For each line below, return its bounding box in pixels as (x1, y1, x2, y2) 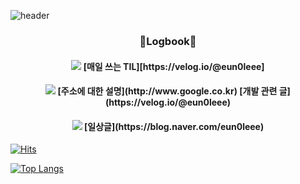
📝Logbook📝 (139, 34, 197, 48)
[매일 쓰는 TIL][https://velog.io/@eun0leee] (83, 60, 265, 72)
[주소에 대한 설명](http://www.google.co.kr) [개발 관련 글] (57, 85, 291, 97)
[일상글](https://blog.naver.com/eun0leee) (84, 120, 265, 132)
